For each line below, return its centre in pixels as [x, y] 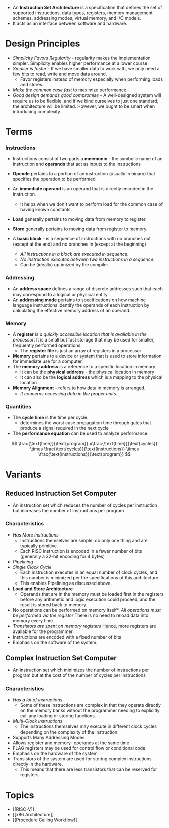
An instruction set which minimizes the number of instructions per [81, 670]
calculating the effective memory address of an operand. [71, 310]
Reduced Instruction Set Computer [61, 493]
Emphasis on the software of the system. [55, 642]
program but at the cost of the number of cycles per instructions [79, 675]
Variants [23, 475]
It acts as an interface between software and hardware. [70, 23]
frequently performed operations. [47, 345]
